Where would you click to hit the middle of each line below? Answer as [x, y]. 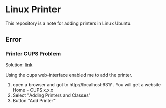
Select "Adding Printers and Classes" [51, 95]
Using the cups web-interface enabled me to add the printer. [69, 75]
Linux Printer [33, 9]
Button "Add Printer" [34, 100]
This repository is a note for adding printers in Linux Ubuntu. [68, 23]
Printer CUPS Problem [33, 54]
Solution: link [19, 65]
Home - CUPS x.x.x [33, 90]
